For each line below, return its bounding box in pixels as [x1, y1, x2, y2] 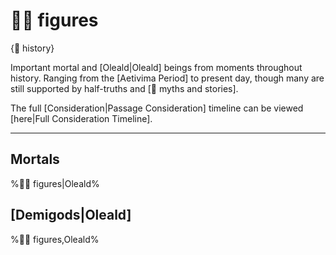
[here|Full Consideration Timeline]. [10, 112, 153, 124]
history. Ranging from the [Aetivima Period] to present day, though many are [10, 72, 325, 84]
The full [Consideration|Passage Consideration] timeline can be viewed [10, 102, 304, 114]
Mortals [10, 151, 60, 168]
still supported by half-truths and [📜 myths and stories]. [10, 82, 239, 94]
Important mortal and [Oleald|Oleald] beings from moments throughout [10, 61, 303, 73]
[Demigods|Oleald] [10, 207, 132, 224]
